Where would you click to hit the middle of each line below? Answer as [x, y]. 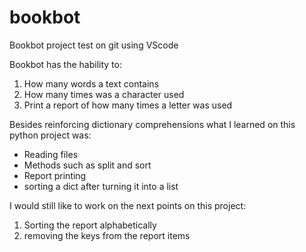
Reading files [51, 154]
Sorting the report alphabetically [90, 225]
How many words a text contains [91, 83]
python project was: [50, 135]
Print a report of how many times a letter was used [128, 105]
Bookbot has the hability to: [65, 64]
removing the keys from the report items [107, 235]
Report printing [55, 175]
